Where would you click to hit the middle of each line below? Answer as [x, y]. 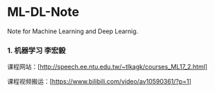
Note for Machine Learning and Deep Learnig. [73, 31]
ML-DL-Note [43, 12]
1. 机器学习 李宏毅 [36, 50]
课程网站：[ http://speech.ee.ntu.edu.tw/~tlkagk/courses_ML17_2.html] [108, 67]
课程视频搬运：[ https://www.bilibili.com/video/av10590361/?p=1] [100, 82]
